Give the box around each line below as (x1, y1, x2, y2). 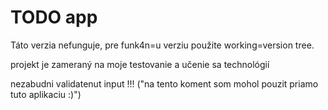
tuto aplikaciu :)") (10, 88, 82, 100)
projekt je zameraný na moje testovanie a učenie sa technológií (10, 58, 270, 70)
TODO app (10, 6, 98, 29)
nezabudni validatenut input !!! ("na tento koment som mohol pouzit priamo (10, 77, 319, 90)
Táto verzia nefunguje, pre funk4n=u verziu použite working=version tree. (10, 39, 315, 51)
